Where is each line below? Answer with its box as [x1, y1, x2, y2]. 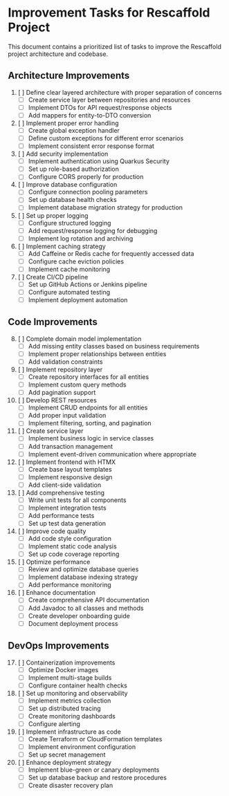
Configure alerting [28, 719, 80, 728]
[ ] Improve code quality [17, 527, 86, 535]
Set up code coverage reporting [28, 550, 120, 558]
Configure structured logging [28, 219, 111, 227]
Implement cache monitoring [28, 265, 111, 273]
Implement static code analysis [28, 542, 117, 550]
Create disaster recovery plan [28, 781, 113, 790]
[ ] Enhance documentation [17, 589, 96, 597]
